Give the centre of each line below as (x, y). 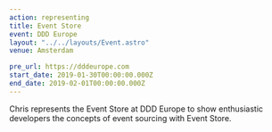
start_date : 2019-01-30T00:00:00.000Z (81, 75)
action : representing (49, 17)
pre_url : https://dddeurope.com (69, 67)
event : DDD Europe (43, 34)
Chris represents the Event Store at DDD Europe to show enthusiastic (136, 109)
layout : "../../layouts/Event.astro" (79, 42)
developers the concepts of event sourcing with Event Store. (120, 118)
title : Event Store (45, 26)
